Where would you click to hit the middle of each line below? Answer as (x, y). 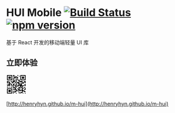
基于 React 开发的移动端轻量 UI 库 (48, 42)
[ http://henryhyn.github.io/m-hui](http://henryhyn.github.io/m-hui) (87, 104)
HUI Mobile (34, 13)
